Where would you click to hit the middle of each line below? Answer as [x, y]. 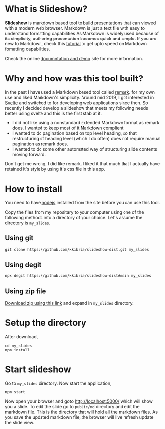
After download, [21, 337]
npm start [15, 392]
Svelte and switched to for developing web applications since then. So [77, 103]
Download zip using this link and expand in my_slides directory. [70, 303]
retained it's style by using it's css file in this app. [55, 169]
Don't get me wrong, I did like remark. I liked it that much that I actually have [82, 163]
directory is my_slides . [28, 223]
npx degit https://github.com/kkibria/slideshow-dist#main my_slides [78, 276]
